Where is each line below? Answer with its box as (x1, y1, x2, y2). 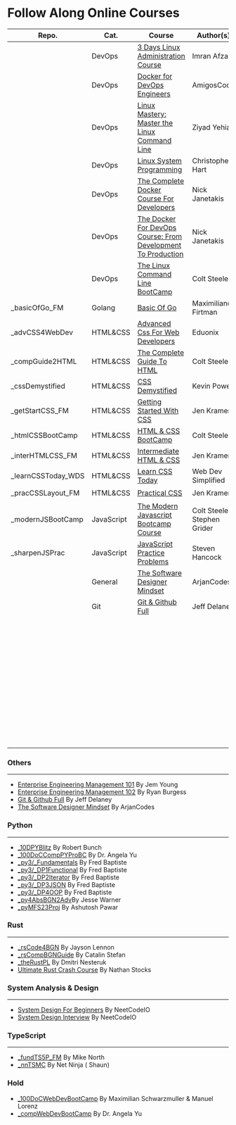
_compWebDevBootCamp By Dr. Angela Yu (17, 1109, 143, 1117)
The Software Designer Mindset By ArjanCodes (17, 803, 155, 811)
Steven (192, 543, 216, 553)
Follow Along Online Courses (7, 5, 181, 21)
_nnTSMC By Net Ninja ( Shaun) (17, 1061, 110, 1069)
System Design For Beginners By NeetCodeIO (17, 1005, 150, 1014)
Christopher (192, 156, 232, 165)
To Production (137, 249, 184, 258)
